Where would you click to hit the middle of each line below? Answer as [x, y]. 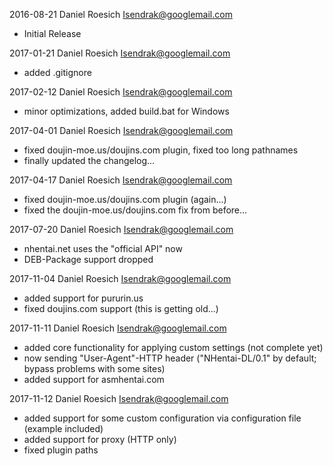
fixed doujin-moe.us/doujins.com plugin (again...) [125, 199]
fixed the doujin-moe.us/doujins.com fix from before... [135, 210]
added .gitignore [57, 72]
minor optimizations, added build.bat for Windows [126, 111]
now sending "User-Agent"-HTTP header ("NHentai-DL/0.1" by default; [170, 358]
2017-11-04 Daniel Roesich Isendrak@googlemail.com [120, 278]
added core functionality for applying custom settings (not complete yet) [173, 347]
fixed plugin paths [61, 450]
